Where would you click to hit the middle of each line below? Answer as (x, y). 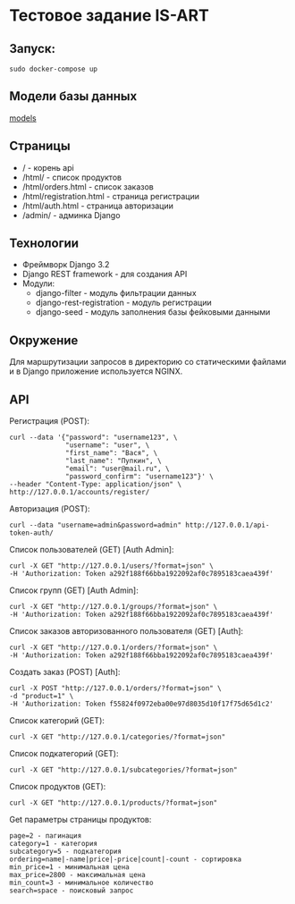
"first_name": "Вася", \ (112, 453)
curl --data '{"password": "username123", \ (93, 438)
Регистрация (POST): (50, 421)
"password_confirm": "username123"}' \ (140, 477)
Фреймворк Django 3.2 (66, 265)
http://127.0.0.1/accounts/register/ (80, 493)
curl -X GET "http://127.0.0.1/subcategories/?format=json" (124, 770)
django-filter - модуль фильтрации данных (116, 293)
